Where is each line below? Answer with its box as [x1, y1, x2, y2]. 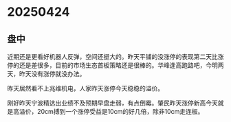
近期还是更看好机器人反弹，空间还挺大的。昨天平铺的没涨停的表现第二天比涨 [7, 53, 224, 60]
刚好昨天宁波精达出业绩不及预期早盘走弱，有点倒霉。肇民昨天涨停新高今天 [7, 99, 218, 107]
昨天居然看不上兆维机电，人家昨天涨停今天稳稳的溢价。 [7, 84, 164, 93]
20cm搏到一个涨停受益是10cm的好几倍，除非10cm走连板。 [36, 108, 204, 115]
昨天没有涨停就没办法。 [19, 70, 86, 77]
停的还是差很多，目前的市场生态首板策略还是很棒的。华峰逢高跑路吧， [7, 61, 206, 69]
